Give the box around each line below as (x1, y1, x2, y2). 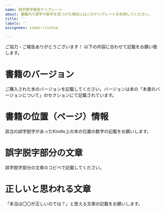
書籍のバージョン (5, 69, 74, 80)
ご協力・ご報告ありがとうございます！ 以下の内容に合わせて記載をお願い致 (5, 44, 158, 50)
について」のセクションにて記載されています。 (22, 92, 117, 98)
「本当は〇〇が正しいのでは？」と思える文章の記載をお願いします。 (5, 201, 143, 207)
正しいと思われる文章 (5, 184, 91, 195)
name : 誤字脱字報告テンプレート (5, 7, 63, 12)
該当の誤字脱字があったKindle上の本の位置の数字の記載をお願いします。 (5, 129, 152, 134)
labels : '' (5, 21, 28, 26)
